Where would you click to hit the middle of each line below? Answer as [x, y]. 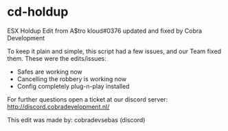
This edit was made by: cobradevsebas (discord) [76, 119]
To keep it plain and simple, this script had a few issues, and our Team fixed [114, 51]
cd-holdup [38, 12]
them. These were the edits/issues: [57, 58]
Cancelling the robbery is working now [72, 78]
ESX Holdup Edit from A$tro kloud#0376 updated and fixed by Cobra [105, 31]
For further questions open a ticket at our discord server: [88, 99]
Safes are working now [49, 72]
